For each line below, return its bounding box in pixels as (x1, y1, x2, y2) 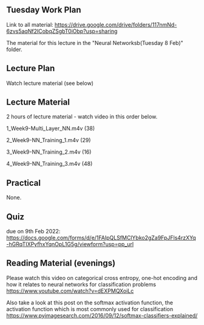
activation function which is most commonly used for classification (6, 305, 174, 312)
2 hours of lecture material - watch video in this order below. (6, 113, 158, 120)
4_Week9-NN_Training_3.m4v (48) (6, 160, 93, 168)
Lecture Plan (6, 63, 55, 74)
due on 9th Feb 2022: (6, 228, 61, 235)
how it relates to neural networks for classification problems (6, 281, 157, 288)
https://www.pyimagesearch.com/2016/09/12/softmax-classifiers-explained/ (6, 312, 198, 319)
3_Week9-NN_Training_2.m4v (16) (6, 148, 92, 156)
